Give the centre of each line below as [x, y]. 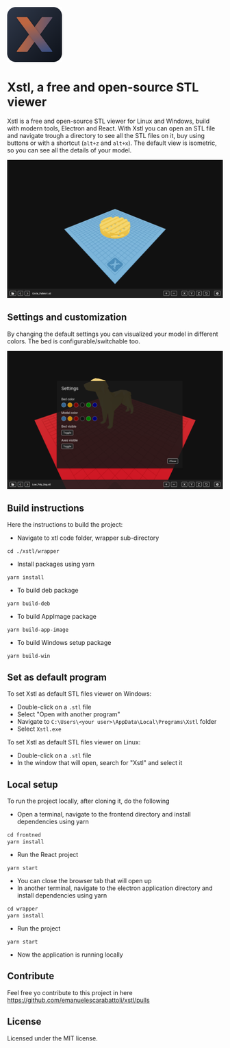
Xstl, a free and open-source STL [103, 88]
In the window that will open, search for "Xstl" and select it [100, 763]
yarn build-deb [29, 604]
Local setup [33, 785]
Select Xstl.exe [39, 729]
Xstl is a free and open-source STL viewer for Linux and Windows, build [108, 121]
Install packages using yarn [55, 564]
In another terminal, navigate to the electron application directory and [115, 888]
